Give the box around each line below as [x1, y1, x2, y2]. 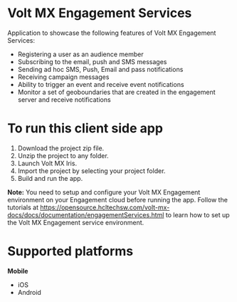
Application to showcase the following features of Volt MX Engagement [7, 28, 216, 37]
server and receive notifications [17, 95, 112, 104]
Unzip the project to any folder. [17, 151, 109, 160]
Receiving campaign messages [17, 73, 110, 81]
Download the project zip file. [17, 144, 105, 152]
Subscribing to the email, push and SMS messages [17, 57, 167, 66]
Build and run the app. [17, 174, 83, 182]
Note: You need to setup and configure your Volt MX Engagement [7, 187, 201, 197]
